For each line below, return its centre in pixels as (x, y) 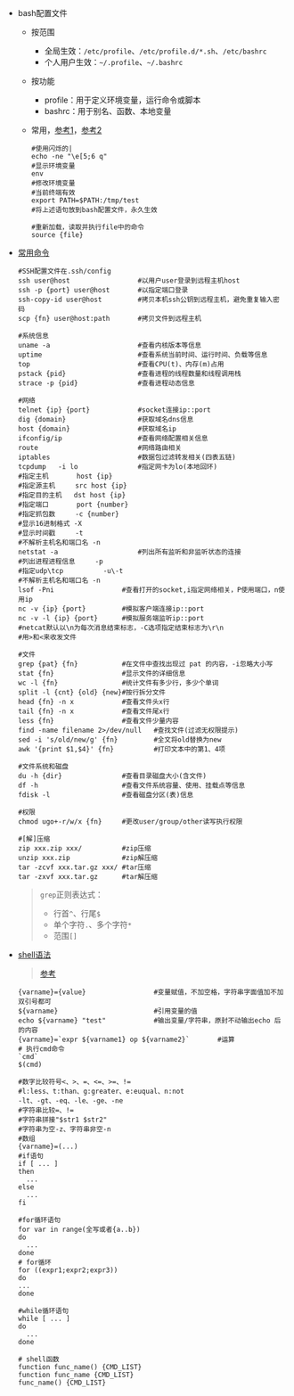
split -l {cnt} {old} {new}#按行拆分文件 (92, 693)
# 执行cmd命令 (41, 1049)
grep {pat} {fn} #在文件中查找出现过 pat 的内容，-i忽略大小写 (145, 664)
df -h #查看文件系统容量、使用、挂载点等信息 (131, 785)
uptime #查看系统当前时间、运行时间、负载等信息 (143, 355)
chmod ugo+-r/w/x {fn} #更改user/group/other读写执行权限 (130, 822)
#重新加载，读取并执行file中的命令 (87, 227)
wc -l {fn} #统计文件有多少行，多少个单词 (118, 683)
